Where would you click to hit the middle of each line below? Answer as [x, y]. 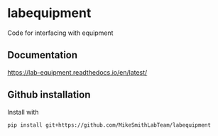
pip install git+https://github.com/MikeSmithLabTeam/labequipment [109, 125]
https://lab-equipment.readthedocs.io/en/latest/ [77, 72]
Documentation [43, 55]
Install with [23, 112]
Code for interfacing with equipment [60, 33]
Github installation [49, 95]
